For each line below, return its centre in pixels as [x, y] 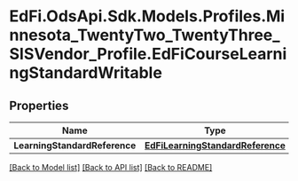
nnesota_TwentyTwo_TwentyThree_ [145, 35]
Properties [39, 105]
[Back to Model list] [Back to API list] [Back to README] [111, 167]
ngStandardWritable [86, 73]
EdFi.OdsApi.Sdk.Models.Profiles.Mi [147, 16]
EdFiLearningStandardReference [215, 146]
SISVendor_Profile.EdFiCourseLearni [148, 54]
